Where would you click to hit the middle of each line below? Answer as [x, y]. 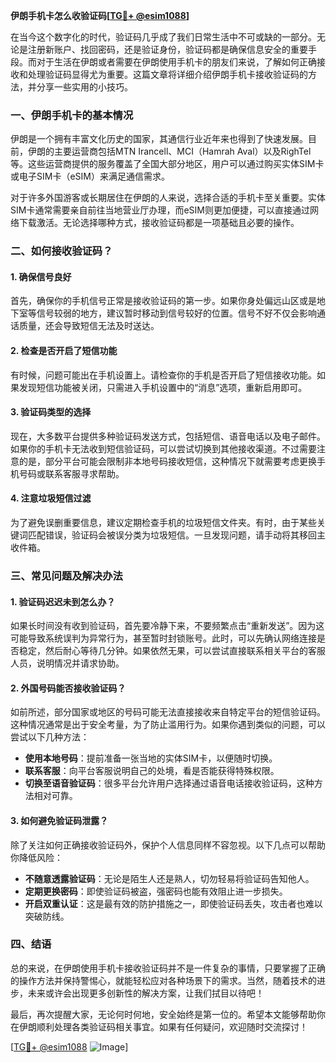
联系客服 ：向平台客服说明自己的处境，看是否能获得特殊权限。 [152, 771]
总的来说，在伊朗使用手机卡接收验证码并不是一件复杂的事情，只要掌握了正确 [168, 968]
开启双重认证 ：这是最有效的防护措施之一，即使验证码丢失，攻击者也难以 [173, 903]
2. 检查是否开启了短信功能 [64, 351]
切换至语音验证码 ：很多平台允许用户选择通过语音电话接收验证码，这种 [169, 783]
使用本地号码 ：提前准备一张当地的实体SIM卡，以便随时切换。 [151, 758]
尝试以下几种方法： [50, 737]
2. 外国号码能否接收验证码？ [68, 688]
